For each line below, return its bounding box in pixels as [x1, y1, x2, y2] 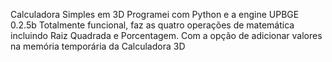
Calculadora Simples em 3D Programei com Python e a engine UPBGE [10, 9, 300, 20]
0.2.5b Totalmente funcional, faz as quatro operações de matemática [10, 19, 295, 31]
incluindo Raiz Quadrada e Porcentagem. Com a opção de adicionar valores [10, 30, 323, 41]
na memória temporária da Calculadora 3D [10, 40, 186, 52]
